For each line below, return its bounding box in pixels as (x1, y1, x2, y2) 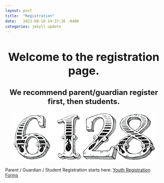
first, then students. (47, 96, 120, 106)
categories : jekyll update (5, 24, 61, 29)
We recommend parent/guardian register (9, 87, 159, 97)
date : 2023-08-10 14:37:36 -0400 (5, 18, 79, 23)
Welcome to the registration (8, 49, 160, 64)
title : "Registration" (5, 13, 55, 18)
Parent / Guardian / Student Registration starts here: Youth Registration (5, 167, 151, 173)
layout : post (5, 8, 32, 13)
